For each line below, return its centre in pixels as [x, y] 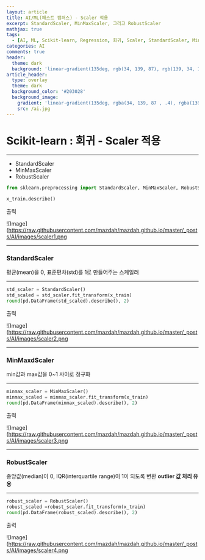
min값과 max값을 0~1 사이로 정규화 [49, 374]
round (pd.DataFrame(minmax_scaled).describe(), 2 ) [72, 403]
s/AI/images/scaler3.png [37, 441]
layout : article [27, 12]
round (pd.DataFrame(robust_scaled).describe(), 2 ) [72, 513]
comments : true [26, 52]
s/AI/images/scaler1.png [37, 237]
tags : [13, 35]
